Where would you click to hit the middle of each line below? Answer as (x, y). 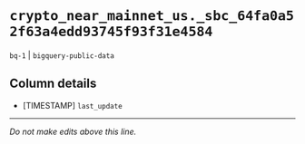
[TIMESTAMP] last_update (72, 105)
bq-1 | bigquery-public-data (62, 55)
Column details (53, 84)
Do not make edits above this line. (73, 131)
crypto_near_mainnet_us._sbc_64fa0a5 (152, 16)
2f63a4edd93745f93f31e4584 (111, 32)
